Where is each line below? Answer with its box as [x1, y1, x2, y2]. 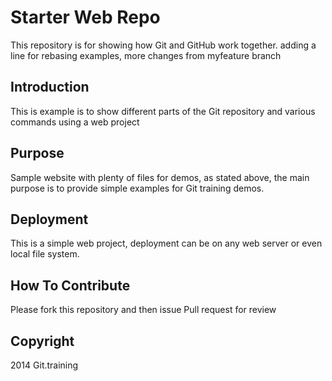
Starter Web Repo [10, 6, 161, 29]
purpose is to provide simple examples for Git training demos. [10, 182, 265, 194]
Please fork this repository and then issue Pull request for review [10, 304, 277, 316]
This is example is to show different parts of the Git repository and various [10, 105, 316, 117]
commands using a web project [10, 116, 140, 128]
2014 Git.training [10, 359, 79, 371]
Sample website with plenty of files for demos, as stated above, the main [10, 171, 310, 183]
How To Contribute [10, 277, 131, 294]
